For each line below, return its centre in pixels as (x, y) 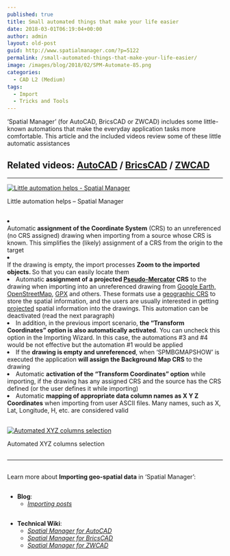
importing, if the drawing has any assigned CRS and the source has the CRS (114, 381)
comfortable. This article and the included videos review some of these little (114, 136)
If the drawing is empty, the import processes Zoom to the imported (104, 265)
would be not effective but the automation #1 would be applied (95, 345)
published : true (30, 14)
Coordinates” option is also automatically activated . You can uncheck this (114, 330)
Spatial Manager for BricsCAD (70, 538)
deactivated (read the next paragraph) (61, 316)
